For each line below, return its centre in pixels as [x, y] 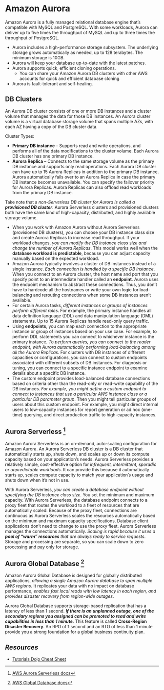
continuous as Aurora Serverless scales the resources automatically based [80, 515]
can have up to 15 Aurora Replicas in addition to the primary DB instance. [85, 172]
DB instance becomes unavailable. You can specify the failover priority [83, 182]
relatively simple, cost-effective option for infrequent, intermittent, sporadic [81, 464]
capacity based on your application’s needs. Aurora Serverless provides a [79, 459]
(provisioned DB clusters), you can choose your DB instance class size [83, 232]
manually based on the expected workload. [55, 258]
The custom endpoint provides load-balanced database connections [81, 378]
